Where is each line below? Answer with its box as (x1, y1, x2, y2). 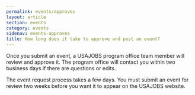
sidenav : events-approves (6, 31, 70, 37)
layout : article (6, 14, 46, 20)
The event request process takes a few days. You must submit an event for (6, 76, 189, 83)
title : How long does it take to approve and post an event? (6, 36, 161, 42)
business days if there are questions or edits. (6, 65, 116, 71)
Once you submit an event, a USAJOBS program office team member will (6, 53, 185, 59)
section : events (6, 19, 46, 25)
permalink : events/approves (6, 8, 76, 15)
